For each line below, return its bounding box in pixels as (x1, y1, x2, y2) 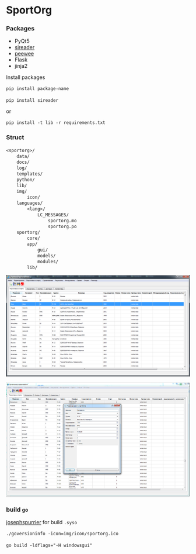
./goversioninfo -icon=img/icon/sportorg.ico (6, 531, 118, 537)
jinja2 (14, 63, 28, 70)
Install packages (6, 74, 45, 81)
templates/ (16, 171, 43, 177)
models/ (37, 253, 57, 259)
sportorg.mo (47, 218, 77, 223)
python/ (16, 177, 35, 183)
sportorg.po (47, 223, 77, 229)
